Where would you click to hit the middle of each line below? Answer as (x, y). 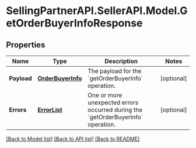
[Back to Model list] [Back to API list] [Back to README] (73, 139)
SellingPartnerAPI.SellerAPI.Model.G (97, 11)
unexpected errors (113, 102)
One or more (105, 95)
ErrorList (50, 110)
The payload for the (114, 71)
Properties (26, 45)
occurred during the (115, 110)
